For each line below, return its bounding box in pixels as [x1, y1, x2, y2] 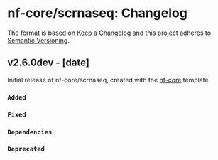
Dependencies [7, 128, 53, 136]
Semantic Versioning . [7, 36, 70, 44]
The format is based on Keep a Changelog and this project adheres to [7, 28, 212, 37]
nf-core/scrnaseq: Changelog [7, 5, 188, 21]
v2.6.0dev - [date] [7, 57, 90, 69]
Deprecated [7, 145, 45, 154]
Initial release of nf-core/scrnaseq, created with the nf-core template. [7, 75, 211, 84]
